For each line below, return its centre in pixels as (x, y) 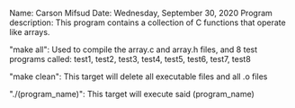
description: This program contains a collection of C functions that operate (147, 22)
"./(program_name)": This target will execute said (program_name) (132, 94)
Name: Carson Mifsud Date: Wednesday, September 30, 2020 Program (141, 13)
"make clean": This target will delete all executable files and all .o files (139, 76)
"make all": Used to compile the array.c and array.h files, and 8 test (134, 49)
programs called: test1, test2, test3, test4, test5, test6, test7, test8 (130, 59)
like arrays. (30, 32)
